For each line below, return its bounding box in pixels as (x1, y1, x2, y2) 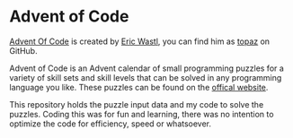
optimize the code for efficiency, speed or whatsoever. (9, 118, 212, 129)
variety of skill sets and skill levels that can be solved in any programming (9, 72, 282, 82)
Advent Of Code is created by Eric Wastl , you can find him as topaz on (9, 36, 271, 47)
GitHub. (9, 45, 38, 56)
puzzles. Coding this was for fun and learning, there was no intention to (9, 108, 274, 119)
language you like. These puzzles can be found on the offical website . (9, 82, 269, 92)
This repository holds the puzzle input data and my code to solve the (9, 99, 264, 109)
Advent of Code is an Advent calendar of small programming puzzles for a (9, 63, 285, 73)
